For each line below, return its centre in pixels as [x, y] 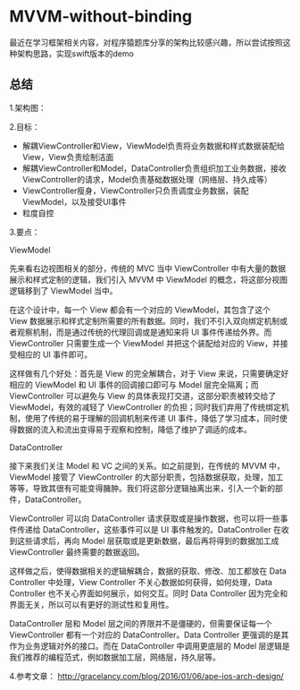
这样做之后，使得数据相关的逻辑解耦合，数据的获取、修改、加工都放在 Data [148, 571]
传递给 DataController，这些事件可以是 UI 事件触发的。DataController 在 [149, 529]
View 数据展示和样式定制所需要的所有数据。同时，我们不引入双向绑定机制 [145, 320]
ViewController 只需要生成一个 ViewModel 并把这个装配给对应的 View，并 [145, 343]
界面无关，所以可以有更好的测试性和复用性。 [92, 604]
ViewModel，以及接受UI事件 [74, 201]
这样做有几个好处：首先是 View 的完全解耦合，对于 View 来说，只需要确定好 [149, 373]
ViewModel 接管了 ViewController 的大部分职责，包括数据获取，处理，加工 [146, 477]
